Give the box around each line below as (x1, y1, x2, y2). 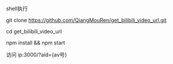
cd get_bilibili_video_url (6, 28, 62, 35)
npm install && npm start (6, 40, 66, 46)
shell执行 (6, 5, 28, 12)
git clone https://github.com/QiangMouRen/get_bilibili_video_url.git (6, 17, 167, 23)
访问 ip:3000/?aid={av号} (6, 51, 67, 58)
